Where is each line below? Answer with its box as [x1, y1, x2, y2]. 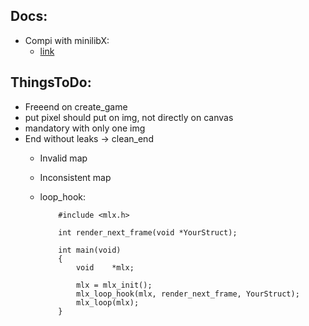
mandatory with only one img [24, 122, 146, 134]
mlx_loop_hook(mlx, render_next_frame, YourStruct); [75, 289, 300, 299]
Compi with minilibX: [24, 34, 110, 46]
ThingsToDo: [10, 74, 92, 91]
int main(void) [58, 245, 122, 255]
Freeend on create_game [24, 100, 128, 113]
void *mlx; [75, 262, 135, 273]
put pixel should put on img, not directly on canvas [24, 111, 234, 123]
